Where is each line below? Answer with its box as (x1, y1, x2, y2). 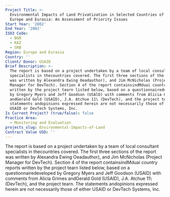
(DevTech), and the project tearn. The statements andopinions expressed (5, 181, 158, 187)
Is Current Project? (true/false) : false (5, 111, 94, 116)
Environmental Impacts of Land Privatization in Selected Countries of (10, 12, 164, 17)
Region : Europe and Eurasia (5, 50, 65, 55)
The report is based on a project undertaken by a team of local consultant (5, 143, 159, 150)
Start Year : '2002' (5, 21, 47, 27)
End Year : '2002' (5, 26, 42, 31)
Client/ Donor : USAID (5, 59, 51, 64)
